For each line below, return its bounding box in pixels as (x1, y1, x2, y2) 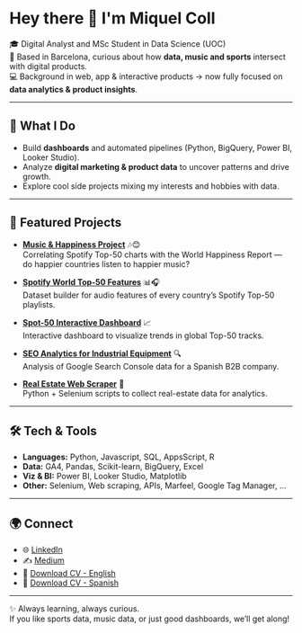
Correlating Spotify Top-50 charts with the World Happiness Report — (22, 249, 283, 260)
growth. (22, 171, 51, 182)
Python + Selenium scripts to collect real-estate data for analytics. (22, 388, 268, 398)
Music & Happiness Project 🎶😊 (22, 238, 141, 250)
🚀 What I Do (9, 119, 76, 134)
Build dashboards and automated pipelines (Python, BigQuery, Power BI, (22, 142, 292, 153)
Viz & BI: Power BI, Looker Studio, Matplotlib (22, 471, 187, 482)
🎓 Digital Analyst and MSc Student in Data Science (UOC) (9, 38, 226, 49)
